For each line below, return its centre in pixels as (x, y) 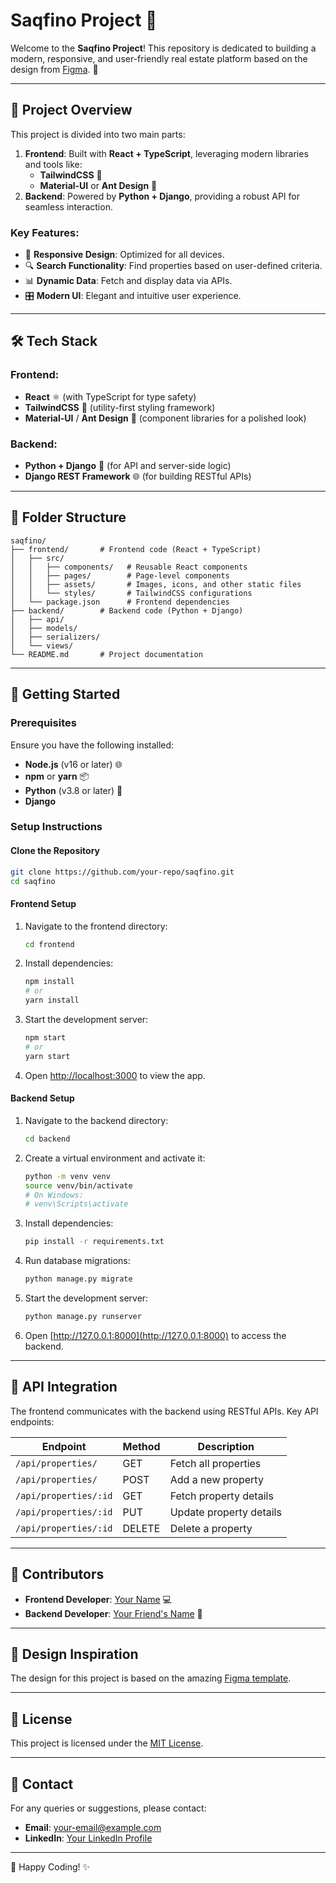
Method (141, 1446)
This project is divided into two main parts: (98, 134)
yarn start (47, 1056)
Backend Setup (42, 1098)
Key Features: (45, 232)
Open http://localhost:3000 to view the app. (115, 1075)
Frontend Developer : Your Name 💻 (98, 1599)
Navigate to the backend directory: (96, 1120)
